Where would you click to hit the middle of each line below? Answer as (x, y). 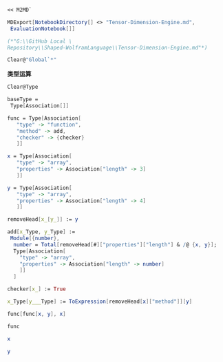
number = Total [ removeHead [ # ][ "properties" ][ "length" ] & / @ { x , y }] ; (115, 244)
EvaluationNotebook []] (43, 29)
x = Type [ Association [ (40, 156)
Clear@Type (23, 87)
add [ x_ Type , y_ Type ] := (41, 232)
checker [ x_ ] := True (37, 289)
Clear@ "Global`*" (32, 60)
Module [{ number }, (35, 238)
